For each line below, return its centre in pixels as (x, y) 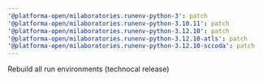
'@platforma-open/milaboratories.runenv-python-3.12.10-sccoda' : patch (131, 46)
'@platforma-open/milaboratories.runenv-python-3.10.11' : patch (119, 23)
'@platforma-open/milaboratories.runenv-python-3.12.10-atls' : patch (128, 38)
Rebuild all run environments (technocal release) (88, 69)
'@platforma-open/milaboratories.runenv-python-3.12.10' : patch (119, 31)
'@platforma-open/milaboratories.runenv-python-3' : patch (108, 16)
